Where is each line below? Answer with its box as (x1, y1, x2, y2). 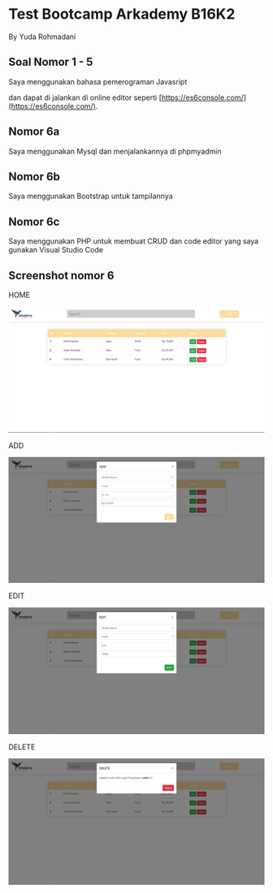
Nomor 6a (8, 125, 60, 139)
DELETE (8, 742, 36, 752)
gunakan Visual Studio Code (8, 245, 104, 255)
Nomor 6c (8, 214, 60, 228)
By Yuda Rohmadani (8, 32, 76, 41)
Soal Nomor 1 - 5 (8, 55, 93, 69)
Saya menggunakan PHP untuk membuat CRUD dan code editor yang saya (8, 236, 259, 246)
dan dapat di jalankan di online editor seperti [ (8, 93, 162, 102)
